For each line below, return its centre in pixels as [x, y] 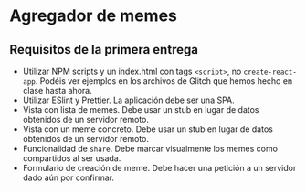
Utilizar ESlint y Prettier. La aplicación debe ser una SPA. [128, 100]
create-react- [270, 72]
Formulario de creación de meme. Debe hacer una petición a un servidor [159, 168]
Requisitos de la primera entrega [104, 50]
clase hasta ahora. [58, 91]
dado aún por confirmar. [68, 177]
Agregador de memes [94, 16]
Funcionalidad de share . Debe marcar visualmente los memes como [150, 148]
